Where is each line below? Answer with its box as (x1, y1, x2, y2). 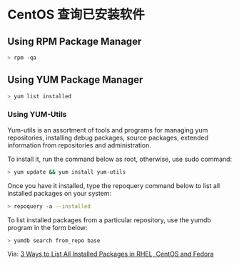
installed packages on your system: (7, 189, 112, 197)
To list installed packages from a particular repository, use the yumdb (7, 215, 212, 224)
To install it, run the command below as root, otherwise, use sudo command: (7, 155, 233, 163)
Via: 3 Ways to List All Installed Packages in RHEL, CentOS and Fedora (7, 250, 214, 259)
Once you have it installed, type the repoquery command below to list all (7, 181, 220, 189)
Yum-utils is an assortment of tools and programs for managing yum (7, 125, 208, 134)
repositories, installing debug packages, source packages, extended (7, 133, 209, 142)
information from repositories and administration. (7, 140, 152, 150)
